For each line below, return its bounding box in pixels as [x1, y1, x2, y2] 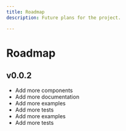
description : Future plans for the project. [6, 15, 121, 21]
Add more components [15, 87, 73, 94]
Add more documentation [15, 93, 80, 101]
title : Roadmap [6, 9, 45, 15]
